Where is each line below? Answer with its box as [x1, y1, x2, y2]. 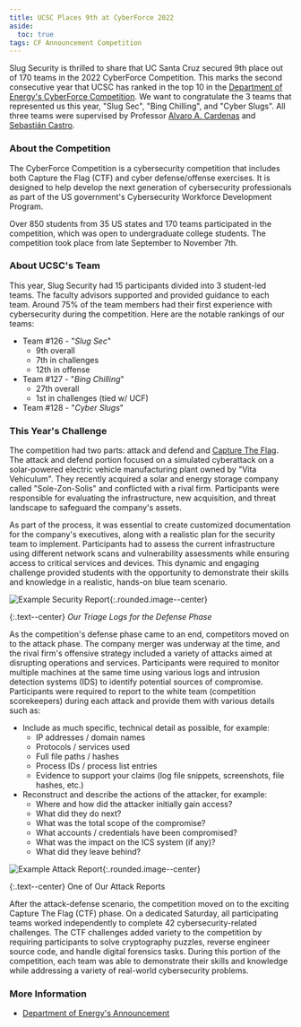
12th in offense [35, 364, 91, 375]
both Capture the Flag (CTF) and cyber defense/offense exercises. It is [9, 172, 271, 183]
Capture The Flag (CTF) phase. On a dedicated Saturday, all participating [9, 908, 279, 919]
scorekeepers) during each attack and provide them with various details [9, 696, 275, 707]
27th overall [35, 383, 80, 394]
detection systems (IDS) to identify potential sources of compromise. [9, 676, 263, 687]
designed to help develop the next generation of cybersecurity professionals [9, 181, 292, 193]
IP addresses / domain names [35, 732, 146, 743]
